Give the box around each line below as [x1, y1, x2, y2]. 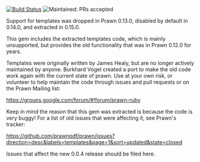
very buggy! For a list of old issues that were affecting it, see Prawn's [6, 114, 177, 121]
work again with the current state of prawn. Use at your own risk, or [6, 72, 173, 79]
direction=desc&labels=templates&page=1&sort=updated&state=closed [6, 139, 183, 146]
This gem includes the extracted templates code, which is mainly [6, 35, 166, 42]
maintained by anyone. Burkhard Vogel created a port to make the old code [6, 66, 191, 73]
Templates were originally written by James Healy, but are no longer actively [6, 60, 195, 66]
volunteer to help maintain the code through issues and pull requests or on [6, 78, 190, 85]
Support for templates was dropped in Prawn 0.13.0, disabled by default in [6, 17, 188, 24]
